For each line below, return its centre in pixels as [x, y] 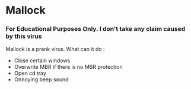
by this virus [24, 36]
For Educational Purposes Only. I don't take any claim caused [95, 29]
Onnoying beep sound [41, 80]
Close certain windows [42, 61]
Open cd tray [30, 73]
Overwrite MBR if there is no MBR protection [68, 67]
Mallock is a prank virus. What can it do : [55, 49]
